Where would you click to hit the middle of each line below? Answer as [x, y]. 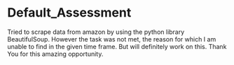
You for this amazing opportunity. [55, 54]
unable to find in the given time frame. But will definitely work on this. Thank [117, 46]
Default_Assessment [69, 13]
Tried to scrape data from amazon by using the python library [96, 32]
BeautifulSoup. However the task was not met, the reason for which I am [112, 39]
